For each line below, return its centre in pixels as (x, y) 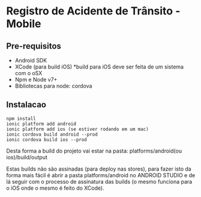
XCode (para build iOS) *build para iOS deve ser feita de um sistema (99, 67)
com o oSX (28, 73)
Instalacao (26, 105)
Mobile (24, 24)
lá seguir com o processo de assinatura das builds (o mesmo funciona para (99, 181)
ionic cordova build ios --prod (46, 139)
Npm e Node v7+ (36, 80)
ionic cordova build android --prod (52, 134)
